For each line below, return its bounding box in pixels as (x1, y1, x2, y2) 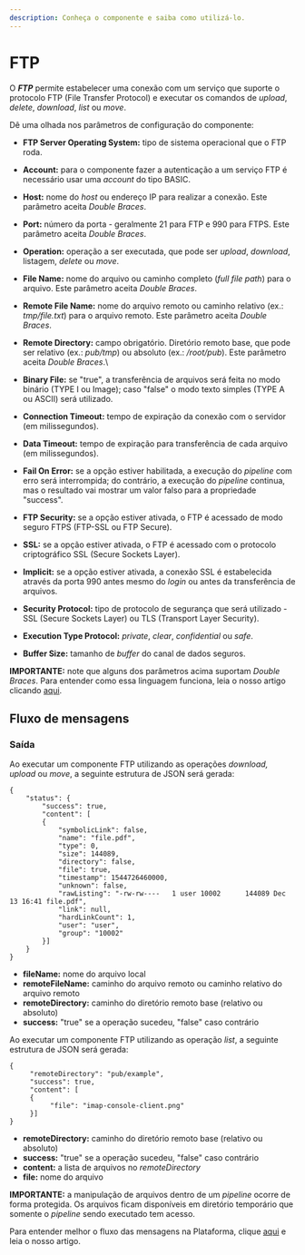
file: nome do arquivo (22, 1172, 104, 1182)
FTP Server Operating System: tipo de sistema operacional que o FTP (22, 137, 287, 148)
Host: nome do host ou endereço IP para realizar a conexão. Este (22, 191, 268, 202)
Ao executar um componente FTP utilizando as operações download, (9, 759, 269, 770)
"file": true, (57, 866, 112, 875)
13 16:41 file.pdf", (9, 897, 88, 907)
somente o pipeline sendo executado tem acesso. (9, 1209, 195, 1220)
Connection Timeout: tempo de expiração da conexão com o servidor (22, 410, 287, 422)
